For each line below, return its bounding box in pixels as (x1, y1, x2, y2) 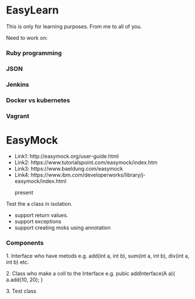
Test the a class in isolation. (6, 201, 73, 208)
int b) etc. (6, 259, 29, 266)
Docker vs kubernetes (6, 96, 70, 104)
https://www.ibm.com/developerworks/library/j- (30, 171, 146, 179)
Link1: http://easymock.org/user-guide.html (14, 153, 119, 160)
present (14, 189, 33, 196)
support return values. (14, 212, 68, 219)
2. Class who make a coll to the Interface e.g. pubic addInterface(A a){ (6, 270, 176, 277)
